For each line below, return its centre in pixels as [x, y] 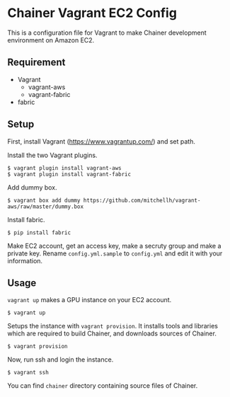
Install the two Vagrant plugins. [52, 155]
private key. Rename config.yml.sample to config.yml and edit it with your [115, 253]
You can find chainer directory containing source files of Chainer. [103, 386]
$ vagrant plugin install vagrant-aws [64, 168]
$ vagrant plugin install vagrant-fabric [69, 174]
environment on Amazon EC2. [51, 40]
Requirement [36, 63]
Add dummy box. [33, 187]
